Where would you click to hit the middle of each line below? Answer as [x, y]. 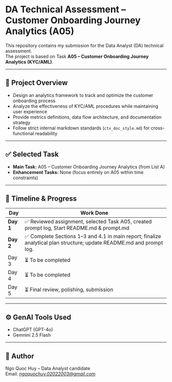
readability [46, 133]
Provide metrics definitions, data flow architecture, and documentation [87, 117]
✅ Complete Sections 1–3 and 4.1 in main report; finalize [93, 236]
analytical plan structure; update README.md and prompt [94, 243]
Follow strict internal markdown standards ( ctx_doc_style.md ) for [81, 128]
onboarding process [34, 101]
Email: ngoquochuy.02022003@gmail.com [50, 374]
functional [23, 133]
